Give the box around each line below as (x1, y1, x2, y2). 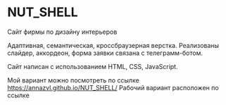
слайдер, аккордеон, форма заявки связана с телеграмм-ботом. (7, 49, 203, 57)
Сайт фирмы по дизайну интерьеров (7, 27, 118, 36)
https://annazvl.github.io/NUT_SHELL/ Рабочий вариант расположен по (7, 83, 220, 92)
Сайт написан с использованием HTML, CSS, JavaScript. (7, 62, 178, 70)
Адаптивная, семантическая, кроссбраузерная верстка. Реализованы (7, 41, 220, 49)
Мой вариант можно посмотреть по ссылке (7, 75, 139, 85)
